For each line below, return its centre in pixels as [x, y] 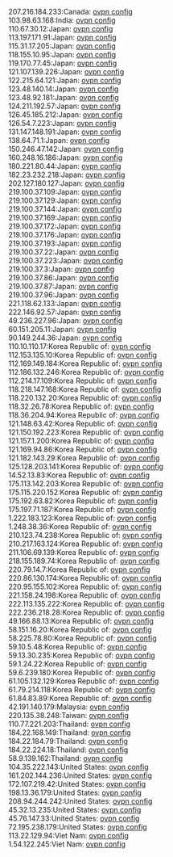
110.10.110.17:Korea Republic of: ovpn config [80, 346]
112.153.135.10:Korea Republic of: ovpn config [83, 355]
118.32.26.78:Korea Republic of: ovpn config [81, 406]
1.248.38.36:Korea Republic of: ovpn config [80, 527]
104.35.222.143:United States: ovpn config [78, 767]
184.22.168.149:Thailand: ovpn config [70, 733]
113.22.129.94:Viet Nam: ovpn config [68, 836]
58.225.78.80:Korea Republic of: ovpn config [82, 638]
